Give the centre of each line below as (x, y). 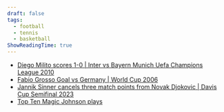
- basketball (32, 39)
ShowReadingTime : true (40, 45)
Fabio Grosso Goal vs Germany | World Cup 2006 (88, 79)
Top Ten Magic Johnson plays (60, 101)
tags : (15, 20)
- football (29, 26)
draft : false (26, 13)
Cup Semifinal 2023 (45, 94)
